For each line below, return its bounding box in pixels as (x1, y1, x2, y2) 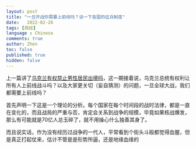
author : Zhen (6, 42, 38, 47)
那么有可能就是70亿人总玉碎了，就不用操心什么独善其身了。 (6, 116, 150, 123)
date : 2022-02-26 (6, 19, 54, 25)
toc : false (6, 47, 33, 53)
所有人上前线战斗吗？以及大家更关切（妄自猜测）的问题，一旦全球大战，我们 (6, 81, 190, 88)
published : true (6, 52, 45, 58)
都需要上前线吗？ (6, 89, 47, 96)
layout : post (6, 8, 38, 15)
